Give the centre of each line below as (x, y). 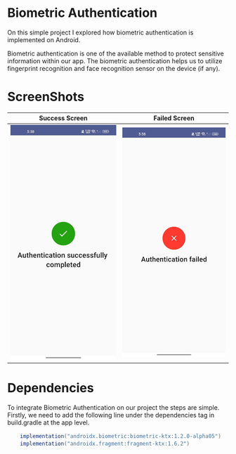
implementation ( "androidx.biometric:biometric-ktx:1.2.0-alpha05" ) (120, 436)
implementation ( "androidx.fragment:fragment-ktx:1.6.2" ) (105, 443)
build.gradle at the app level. (48, 422)
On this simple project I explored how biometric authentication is (100, 32)
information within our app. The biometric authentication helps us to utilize (115, 60)
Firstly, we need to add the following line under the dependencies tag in (111, 415)
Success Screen (63, 118)
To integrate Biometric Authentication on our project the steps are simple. (113, 408)
